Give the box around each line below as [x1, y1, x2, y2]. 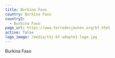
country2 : [5, 16, 25, 21]
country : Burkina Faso [5, 12, 51, 17]
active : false [5, 30, 34, 35]
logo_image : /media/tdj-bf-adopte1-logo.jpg [5, 35, 97, 40]
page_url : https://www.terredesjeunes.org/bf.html [5, 26, 111, 30]
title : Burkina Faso [5, 7, 47, 12]
